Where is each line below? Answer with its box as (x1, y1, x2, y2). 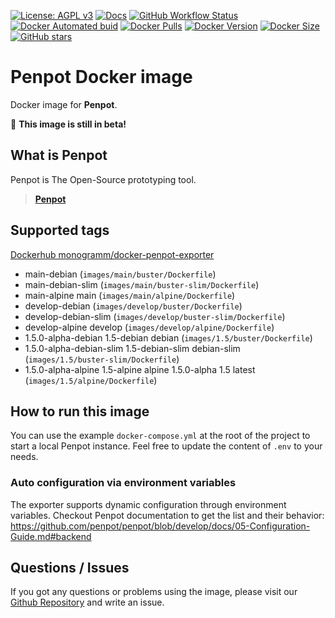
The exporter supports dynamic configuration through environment (10, 498, 287, 510)
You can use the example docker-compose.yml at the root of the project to (10, 430, 311, 442)
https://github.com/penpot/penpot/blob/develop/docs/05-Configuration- (10, 520, 311, 532)
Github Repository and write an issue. (10, 596, 165, 609)
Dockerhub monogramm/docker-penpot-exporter (10, 248, 215, 260)
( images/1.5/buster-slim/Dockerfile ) (24, 353, 180, 365)
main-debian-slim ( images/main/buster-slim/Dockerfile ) (24, 278, 260, 290)
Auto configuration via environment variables (10, 476, 237, 490)
